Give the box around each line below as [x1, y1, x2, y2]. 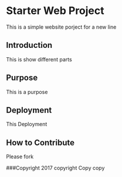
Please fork [6, 153, 34, 160]
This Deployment [6, 121, 48, 128]
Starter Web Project [6, 4, 104, 18]
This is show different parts [6, 55, 72, 63]
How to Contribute [6, 137, 75, 147]
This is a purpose [6, 88, 48, 95]
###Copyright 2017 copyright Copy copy [6, 165, 105, 172]
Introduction [6, 40, 53, 50]
